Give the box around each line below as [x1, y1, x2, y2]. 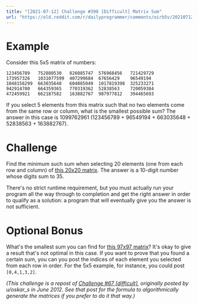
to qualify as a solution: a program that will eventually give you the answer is [6, 197, 192, 204]
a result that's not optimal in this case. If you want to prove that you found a [6, 250, 190, 257]
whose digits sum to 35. [6, 173, 64, 180]
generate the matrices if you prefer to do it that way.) [6, 293, 136, 300]
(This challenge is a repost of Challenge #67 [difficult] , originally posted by [6, 280, 189, 287]
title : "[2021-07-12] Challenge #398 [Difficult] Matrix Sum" [6, 8, 162, 15]
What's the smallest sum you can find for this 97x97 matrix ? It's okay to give [6, 243, 192, 251]
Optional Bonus [6, 224, 84, 237]
